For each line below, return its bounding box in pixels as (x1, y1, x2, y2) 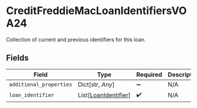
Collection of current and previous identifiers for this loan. (6, 36, 146, 43)
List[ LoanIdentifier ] (77, 91, 131, 99)
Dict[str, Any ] (77, 80, 115, 89)
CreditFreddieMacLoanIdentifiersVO (6, 4, 187, 18)
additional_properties (9, 81, 72, 87)
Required (136, 70, 162, 79)
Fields (6, 53, 29, 63)
